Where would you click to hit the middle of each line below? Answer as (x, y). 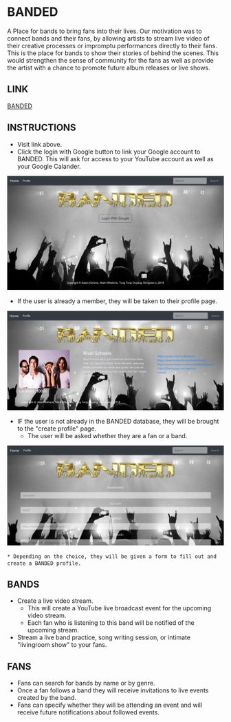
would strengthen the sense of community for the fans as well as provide (111, 60)
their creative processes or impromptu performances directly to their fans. (112, 45)
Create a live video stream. (55, 601)
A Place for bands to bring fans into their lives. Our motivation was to (104, 31)
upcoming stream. (53, 630)
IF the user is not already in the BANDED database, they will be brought (118, 422)
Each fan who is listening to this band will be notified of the (111, 623)
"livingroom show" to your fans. (62, 645)
